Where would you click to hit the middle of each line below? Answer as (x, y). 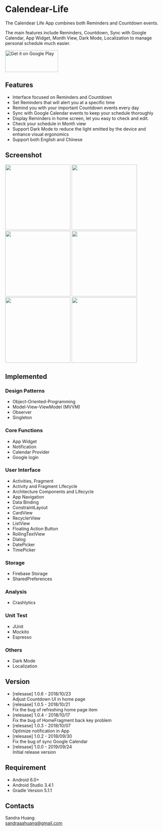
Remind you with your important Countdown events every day (76, 108)
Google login (25, 457)
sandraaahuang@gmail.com (34, 823)
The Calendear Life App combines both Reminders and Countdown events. (82, 23)
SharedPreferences (32, 579)
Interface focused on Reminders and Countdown (62, 97)
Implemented (26, 377)
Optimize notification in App (41, 731)
